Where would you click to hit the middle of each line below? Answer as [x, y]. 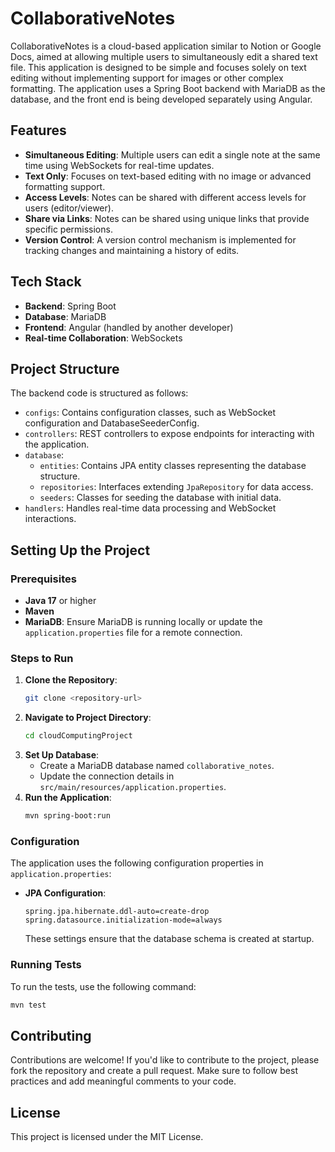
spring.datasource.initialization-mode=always [123, 920]
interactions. [50, 519]
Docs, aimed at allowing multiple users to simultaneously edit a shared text [164, 56]
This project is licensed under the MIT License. [107, 1137]
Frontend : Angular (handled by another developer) [129, 327]
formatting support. [65, 186]
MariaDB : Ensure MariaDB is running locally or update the [143, 622]
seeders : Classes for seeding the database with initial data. [160, 498]
